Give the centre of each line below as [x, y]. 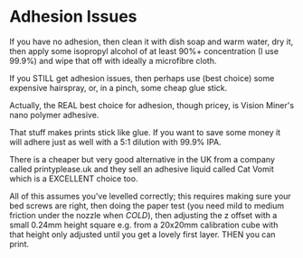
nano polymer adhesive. [54, 115]
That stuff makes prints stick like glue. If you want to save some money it [145, 132]
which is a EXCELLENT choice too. [74, 179]
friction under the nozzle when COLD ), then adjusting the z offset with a [143, 215]
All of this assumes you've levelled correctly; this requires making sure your [150, 196]
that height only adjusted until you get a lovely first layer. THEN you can [142, 234]
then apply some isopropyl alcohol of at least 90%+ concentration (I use [144, 51]
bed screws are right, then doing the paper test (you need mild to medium [147, 206]
